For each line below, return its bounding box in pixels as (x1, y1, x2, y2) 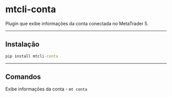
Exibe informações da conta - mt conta (5, 86, 88, 92)
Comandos (5, 72, 41, 81)
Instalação (5, 40, 40, 49)
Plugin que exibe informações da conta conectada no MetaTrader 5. (5, 20, 149, 27)
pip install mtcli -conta (5, 54, 58, 59)
